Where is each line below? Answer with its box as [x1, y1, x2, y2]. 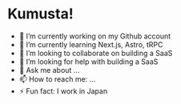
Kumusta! [7, 5, 74, 23]
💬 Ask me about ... [18, 65, 80, 74]
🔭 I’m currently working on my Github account [18, 31, 171, 41]
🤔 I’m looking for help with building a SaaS [18, 57, 159, 66]
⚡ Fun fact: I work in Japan [18, 86, 108, 96]
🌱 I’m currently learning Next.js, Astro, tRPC [18, 39, 163, 49]
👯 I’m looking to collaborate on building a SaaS [18, 48, 173, 58]
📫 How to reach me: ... [18, 74, 96, 84]
